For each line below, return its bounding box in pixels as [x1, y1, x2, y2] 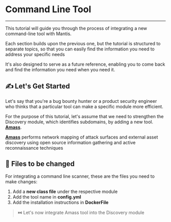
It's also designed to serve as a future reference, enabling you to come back [5, 61, 165, 67]
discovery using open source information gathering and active [5, 139, 136, 146]
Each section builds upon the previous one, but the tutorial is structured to [5, 40, 161, 46]
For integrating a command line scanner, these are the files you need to [5, 173, 155, 179]
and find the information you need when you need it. [5, 66, 116, 72]
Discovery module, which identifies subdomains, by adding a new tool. [5, 119, 154, 125]
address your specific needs [5, 51, 65, 57]
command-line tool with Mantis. [5, 31, 72, 37]
